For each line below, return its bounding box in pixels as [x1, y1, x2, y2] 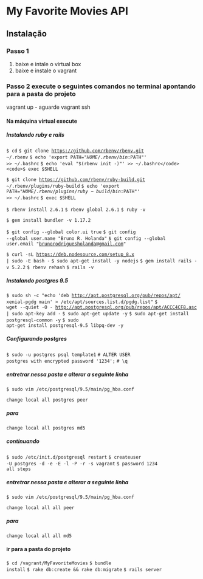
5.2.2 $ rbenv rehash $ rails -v [12, 264, 94, 270]
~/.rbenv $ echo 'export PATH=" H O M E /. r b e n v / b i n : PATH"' [6, 154, 147, 160]
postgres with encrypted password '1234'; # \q [6, 358, 128, 364]
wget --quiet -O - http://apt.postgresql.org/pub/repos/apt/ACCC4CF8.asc [6, 304, 198, 310]
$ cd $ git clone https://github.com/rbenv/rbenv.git [6, 148, 144, 154]
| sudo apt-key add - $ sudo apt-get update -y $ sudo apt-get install [6, 310, 190, 317]
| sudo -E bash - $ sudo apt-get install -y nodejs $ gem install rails [6, 258, 192, 264]
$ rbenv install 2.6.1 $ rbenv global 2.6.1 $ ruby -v [6, 207, 146, 213]
